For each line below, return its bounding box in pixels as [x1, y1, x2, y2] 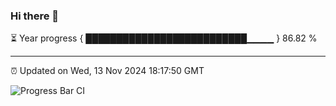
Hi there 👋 [10, 9, 60, 23]
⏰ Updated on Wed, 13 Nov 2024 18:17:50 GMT [10, 65, 205, 77]
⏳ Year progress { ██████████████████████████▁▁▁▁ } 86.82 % [10, 32, 318, 44]
